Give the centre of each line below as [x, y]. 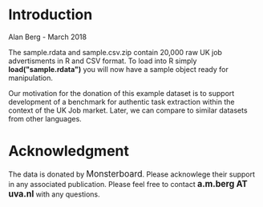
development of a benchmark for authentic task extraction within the [121, 102]
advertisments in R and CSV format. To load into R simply [103, 61]
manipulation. [31, 78]
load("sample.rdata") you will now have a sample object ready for [118, 69]
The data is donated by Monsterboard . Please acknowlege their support [131, 173]
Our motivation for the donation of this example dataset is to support [121, 93]
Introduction [51, 15]
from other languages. [45, 118]
